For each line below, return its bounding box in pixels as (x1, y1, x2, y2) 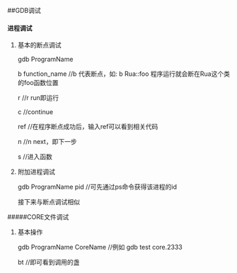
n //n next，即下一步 (17, 138, 77, 146)
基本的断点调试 (17, 41, 62, 50)
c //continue (17, 108, 54, 116)
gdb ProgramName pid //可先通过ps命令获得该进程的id (17, 183, 178, 191)
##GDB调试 (7, 6, 41, 14)
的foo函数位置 (17, 79, 59, 87)
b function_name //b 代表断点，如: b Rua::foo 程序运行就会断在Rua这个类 (17, 69, 230, 78)
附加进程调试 (17, 167, 55, 176)
